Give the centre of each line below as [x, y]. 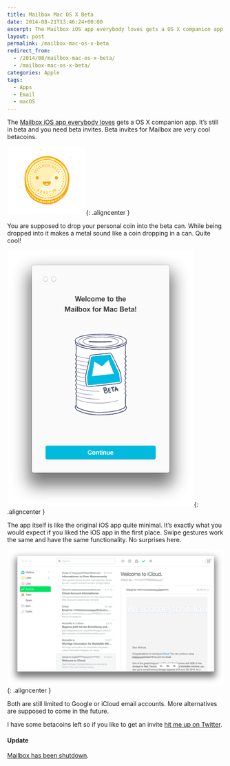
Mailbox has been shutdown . [48, 756]
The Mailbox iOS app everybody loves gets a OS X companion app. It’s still [113, 122]
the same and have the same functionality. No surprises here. [94, 540]
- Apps [23, 87]
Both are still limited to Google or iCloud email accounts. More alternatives [112, 704]
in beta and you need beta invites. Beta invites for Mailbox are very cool [109, 130]
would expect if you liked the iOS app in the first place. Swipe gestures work [115, 532]
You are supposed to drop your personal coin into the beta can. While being [115, 226]
